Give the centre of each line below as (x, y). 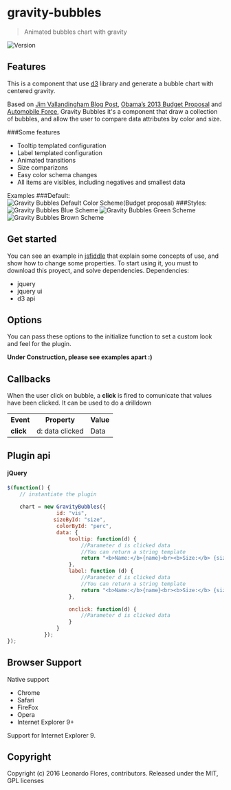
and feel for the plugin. (39, 344)
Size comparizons (43, 168)
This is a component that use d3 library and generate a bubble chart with (110, 83)
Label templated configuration (60, 152)
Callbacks (29, 379)
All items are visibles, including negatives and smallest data (101, 182)
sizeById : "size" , (80, 520)
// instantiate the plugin (58, 494)
